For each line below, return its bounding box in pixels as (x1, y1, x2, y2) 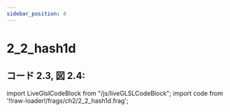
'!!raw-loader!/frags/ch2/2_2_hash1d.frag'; (6, 96, 129, 105)
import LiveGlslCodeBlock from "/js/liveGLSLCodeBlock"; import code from (6, 89, 224, 97)
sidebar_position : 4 (6, 10, 67, 17)
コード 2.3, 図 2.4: (6, 70, 85, 82)
